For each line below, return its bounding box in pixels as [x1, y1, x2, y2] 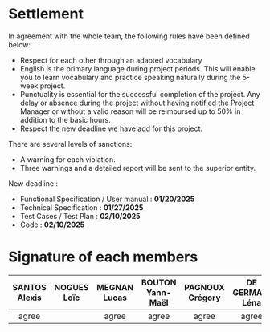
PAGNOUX [184, 281, 225, 293]
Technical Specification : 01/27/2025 [19, 202, 144, 213]
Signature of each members [8, 248, 198, 266]
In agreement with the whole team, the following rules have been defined [8, 31, 251, 41]
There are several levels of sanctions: [8, 139, 133, 148]
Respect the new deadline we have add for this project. [19, 123, 203, 133]
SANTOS [12, 281, 47, 293]
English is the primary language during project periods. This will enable [19, 63, 256, 73]
